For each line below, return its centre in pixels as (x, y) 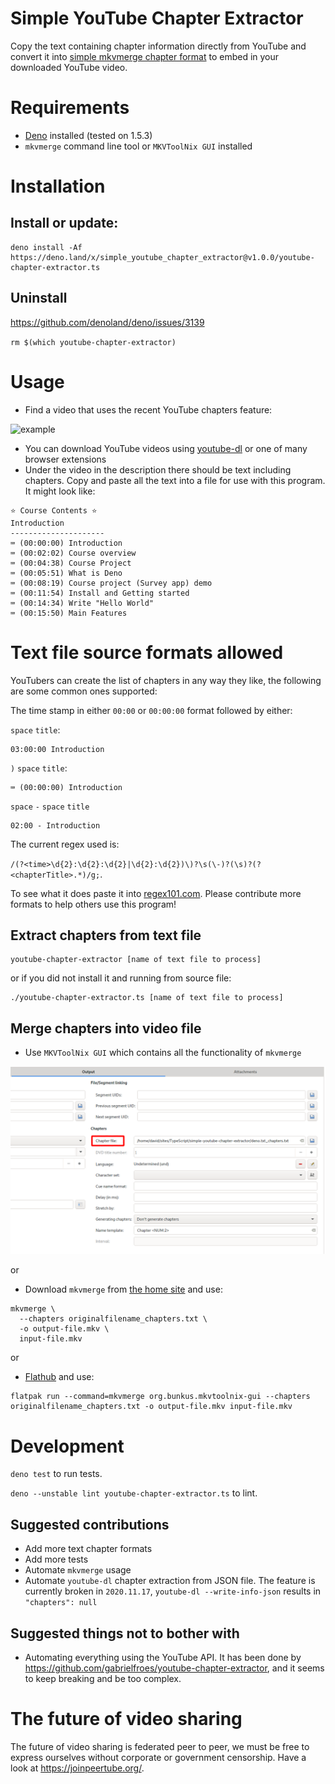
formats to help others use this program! (93, 904)
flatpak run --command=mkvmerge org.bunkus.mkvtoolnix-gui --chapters (160, 1397)
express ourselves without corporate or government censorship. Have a (158, 1757)
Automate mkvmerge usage (78, 1570)
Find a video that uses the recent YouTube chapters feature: (148, 409)
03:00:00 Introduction (57, 749)
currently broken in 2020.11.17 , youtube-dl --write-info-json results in (173, 1591)
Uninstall (39, 298)
